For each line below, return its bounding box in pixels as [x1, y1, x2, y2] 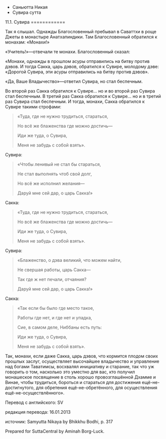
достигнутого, [5, 385, 35, 390]
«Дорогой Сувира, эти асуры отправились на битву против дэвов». [5, 69, 149, 75]
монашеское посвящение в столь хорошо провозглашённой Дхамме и [5, 374, 156, 380]
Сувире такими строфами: [5, 104, 61, 109]
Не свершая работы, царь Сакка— [17, 267, 91, 273]
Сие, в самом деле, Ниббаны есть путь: [17, 324, 102, 330]
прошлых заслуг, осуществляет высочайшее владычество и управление [5, 358, 160, 364]
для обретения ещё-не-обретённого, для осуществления [36, 385, 158, 390]
